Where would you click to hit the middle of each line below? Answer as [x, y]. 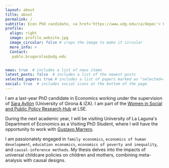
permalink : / [19, 19]
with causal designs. [45, 160]
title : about [19, 15]
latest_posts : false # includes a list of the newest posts [71, 75]
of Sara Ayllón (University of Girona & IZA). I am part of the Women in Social [84, 103]
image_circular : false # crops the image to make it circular [76, 43]
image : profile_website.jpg [39, 38]
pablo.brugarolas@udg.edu [39, 56]
